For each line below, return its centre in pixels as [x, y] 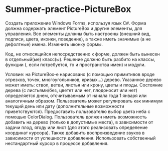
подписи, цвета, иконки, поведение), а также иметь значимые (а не [78, 39]
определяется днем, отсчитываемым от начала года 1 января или [76, 95]
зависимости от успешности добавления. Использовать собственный [80, 138]
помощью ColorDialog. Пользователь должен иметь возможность [76, 116]
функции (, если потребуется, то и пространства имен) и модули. [75, 64]
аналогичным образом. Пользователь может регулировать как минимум [84, 100]
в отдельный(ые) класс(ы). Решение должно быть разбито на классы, [80, 59]
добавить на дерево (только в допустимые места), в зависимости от [79, 122]
